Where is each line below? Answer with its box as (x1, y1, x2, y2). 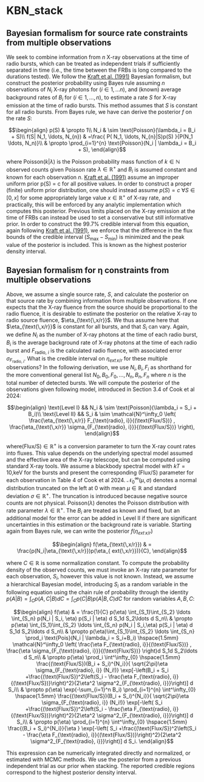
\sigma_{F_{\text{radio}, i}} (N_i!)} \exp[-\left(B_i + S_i (35, 666, 169, 674)
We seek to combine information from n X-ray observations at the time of (6, 54, 189, 61)
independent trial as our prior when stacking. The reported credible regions (6, 762, 195, 769)
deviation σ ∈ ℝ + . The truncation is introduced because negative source (6, 491, 188, 499)
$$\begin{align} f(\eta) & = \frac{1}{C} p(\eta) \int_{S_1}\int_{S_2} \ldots (13, 608, 191, 615)
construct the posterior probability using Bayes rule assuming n (6, 80, 165, 86)
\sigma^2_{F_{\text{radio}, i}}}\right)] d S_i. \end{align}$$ (30, 737, 174, 745)
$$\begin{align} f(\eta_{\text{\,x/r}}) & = (52, 541, 152, 548)
